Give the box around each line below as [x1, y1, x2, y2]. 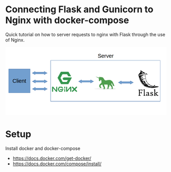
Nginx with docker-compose [5, 14, 130, 26]
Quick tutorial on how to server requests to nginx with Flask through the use [5, 31, 165, 37]
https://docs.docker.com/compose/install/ [12, 160, 101, 167]
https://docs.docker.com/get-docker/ [12, 155, 92, 161]
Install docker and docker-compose [5, 145, 80, 152]
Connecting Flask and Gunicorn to [5, 4, 154, 15]
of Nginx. [5, 37, 25, 43]
